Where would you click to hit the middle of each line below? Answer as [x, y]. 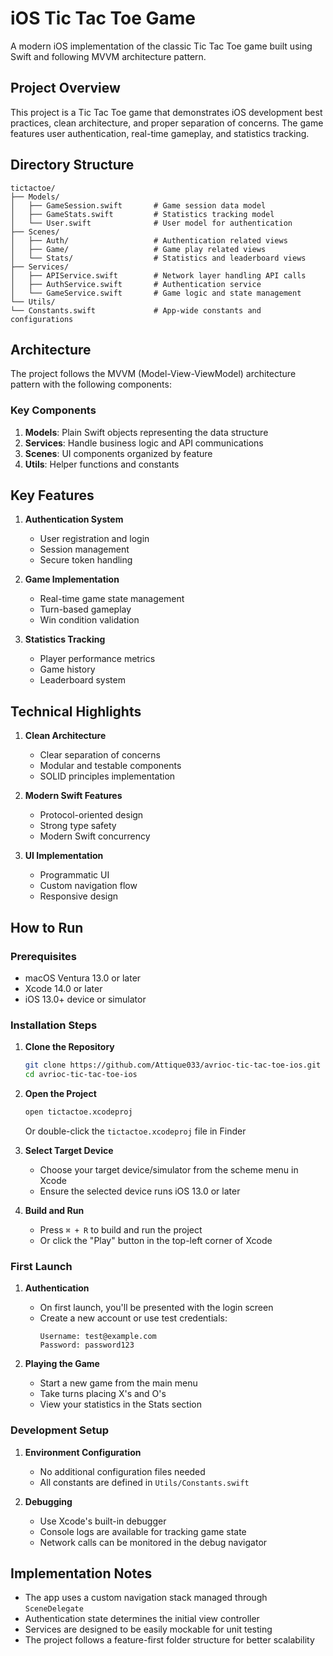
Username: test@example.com [98, 1337]
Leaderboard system [82, 680]
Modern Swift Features [73, 796]
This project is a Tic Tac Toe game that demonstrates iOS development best [166, 112]
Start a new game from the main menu [118, 1383]
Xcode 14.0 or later [63, 988]
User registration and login [94, 539]
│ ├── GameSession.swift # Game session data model [138, 205]
